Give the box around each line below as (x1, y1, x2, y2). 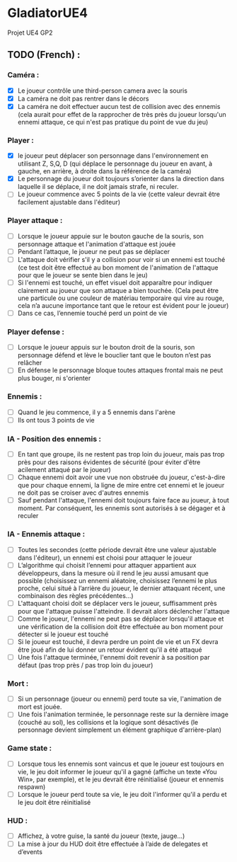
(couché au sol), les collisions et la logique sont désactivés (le (17, 718, 199, 727)
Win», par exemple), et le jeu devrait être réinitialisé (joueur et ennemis (17, 775, 224, 783)
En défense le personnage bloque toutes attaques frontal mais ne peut (17, 366, 224, 374)
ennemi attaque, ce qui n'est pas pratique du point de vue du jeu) (17, 117, 209, 126)
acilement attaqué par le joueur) (17, 466, 111, 474)
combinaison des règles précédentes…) (17, 591, 134, 599)
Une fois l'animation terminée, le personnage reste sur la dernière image (17, 710, 229, 719)
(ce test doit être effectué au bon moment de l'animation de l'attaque (17, 263, 219, 272)
